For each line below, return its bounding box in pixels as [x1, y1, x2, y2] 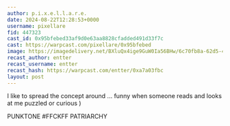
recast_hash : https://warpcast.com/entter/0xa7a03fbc [7, 67, 164, 74]
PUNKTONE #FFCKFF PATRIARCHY [7, 112, 108, 121]
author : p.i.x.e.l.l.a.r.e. [7, 10, 88, 17]
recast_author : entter [7, 54, 72, 61]
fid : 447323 [7, 29, 41, 36]
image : [7, 48, 26, 55]
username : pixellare [7, 22, 66, 29]
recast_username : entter [7, 61, 78, 67]
